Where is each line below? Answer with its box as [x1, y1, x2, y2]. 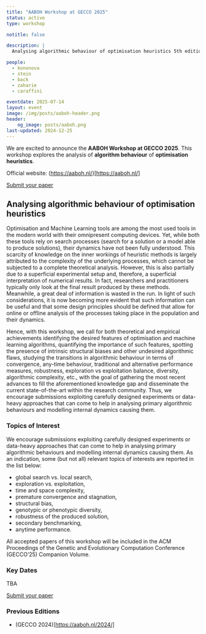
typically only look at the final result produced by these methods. [6, 284, 170, 291]
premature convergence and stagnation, [15, 493, 117, 500]
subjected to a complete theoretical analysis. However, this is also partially [6, 264, 194, 271]
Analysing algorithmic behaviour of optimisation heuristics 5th [12, 48, 183, 55]
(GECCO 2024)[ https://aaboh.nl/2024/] [15, 621, 115, 628]
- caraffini [12, 88, 43, 94]
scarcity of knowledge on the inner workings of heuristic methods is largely [6, 251, 197, 258]
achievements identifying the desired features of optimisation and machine [6, 334, 196, 342]
